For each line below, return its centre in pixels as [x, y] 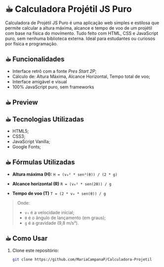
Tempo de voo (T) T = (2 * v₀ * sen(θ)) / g [59, 193]
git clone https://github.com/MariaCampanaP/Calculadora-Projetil [82, 259]
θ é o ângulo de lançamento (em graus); [65, 218]
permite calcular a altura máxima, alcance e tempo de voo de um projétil [79, 28]
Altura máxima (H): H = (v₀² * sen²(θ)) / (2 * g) [65, 174]
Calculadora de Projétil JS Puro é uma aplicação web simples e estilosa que [82, 23]
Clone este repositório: [36, 250]
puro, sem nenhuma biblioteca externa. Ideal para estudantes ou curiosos [80, 38]
